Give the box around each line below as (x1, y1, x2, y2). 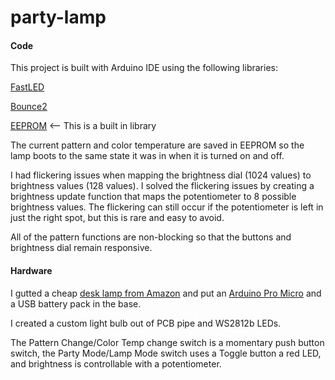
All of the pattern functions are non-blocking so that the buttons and (10, 231, 292, 243)
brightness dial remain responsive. (10, 242, 153, 254)
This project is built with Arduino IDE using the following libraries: (10, 62, 278, 74)
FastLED (10, 81, 45, 93)
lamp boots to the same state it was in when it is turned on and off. (10, 150, 285, 162)
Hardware (10, 264, 53, 276)
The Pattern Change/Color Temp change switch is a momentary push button (10, 336, 325, 348)
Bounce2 (10, 101, 48, 113)
